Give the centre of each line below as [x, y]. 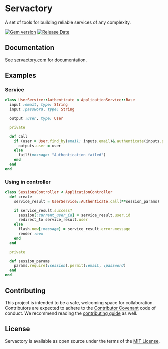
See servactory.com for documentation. [46, 60]
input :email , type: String [39, 105]
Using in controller [28, 182]
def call [19, 136]
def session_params [30, 261]
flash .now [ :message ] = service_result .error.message [74, 229]
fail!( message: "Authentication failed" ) [62, 155]
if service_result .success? [43, 210]
